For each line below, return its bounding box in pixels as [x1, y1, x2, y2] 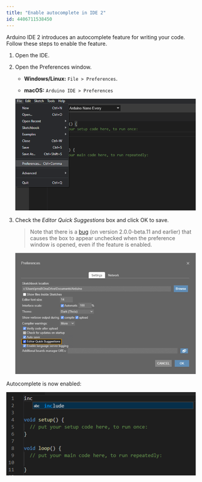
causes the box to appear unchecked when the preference [29, 235, 176, 242]
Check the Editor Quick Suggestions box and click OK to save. [14, 217, 170, 224]
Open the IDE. [14, 51, 50, 59]
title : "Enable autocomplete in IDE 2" [6, 10, 106, 16]
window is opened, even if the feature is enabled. [29, 241, 152, 249]
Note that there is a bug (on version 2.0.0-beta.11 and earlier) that [29, 228, 192, 235]
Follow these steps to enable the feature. [6, 40, 107, 47]
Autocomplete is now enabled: [6, 380, 82, 387]
